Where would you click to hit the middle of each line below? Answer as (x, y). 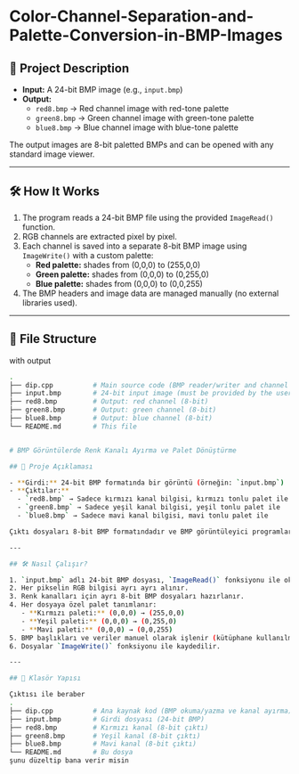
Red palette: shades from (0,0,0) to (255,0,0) (118, 265)
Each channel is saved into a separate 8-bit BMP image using (134, 246)
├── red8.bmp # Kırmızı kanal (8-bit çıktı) (109, 728)
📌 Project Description (69, 68)
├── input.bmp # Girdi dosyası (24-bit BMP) (107, 719)
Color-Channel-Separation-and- (132, 16)
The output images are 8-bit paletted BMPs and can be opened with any (141, 145)
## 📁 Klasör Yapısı (45, 679)
